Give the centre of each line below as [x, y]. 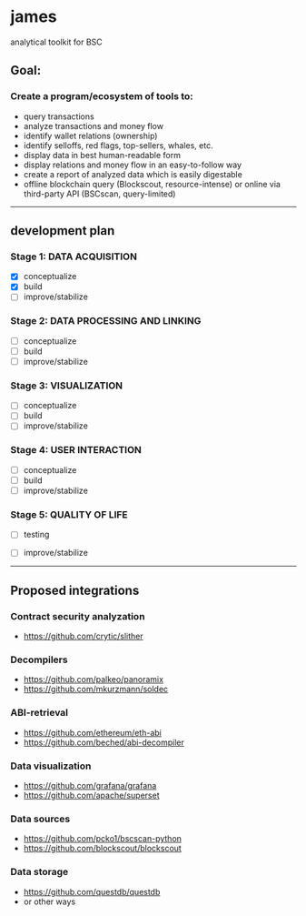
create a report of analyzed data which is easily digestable [133, 174]
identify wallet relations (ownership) [90, 136]
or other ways [49, 901]
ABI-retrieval [39, 713]
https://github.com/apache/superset [91, 795]
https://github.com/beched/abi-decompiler [104, 742]
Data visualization [51, 766]
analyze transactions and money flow [94, 126]
